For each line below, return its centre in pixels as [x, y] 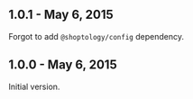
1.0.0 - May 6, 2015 [63, 65]
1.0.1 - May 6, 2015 [61, 15]
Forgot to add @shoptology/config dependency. [96, 36]
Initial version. [34, 86]
